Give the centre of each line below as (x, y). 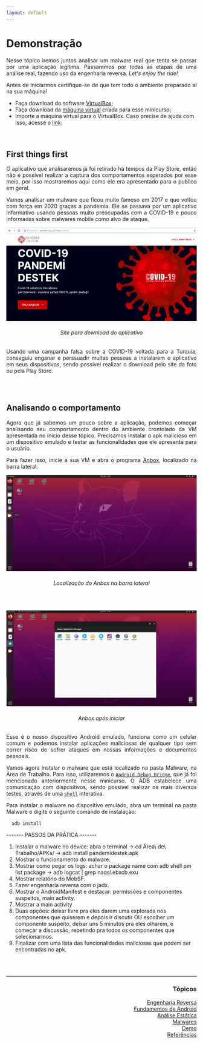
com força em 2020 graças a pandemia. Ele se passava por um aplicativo (101, 206)
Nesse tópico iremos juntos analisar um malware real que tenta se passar (101, 60)
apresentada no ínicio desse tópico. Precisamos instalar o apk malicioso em (101, 435)
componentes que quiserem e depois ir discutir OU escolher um (95, 917)
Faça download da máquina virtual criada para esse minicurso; (93, 110)
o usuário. (19, 448)
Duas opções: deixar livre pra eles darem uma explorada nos (91, 911)
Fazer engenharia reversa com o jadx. (62, 885)
